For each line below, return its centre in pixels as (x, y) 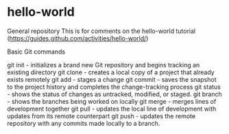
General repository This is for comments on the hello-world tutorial (101, 31)
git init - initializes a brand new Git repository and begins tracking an (104, 65)
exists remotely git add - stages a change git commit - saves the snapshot (112, 79)
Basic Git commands (36, 52)
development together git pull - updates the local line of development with (112, 109)
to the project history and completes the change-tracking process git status (114, 87)
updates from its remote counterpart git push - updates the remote (101, 116)
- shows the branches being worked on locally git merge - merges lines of (112, 101)
